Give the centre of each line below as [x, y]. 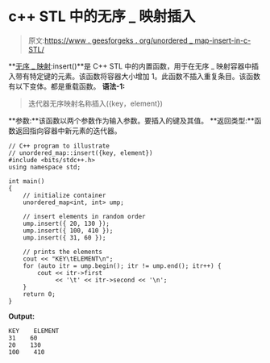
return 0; [39, 294]
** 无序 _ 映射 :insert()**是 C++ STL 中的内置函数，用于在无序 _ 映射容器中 [130, 66]
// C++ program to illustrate [59, 146]
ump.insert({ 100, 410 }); [68, 231]
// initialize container [64, 195]
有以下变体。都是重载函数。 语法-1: [67, 86]
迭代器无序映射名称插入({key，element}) [96, 103]
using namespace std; [45, 167]
